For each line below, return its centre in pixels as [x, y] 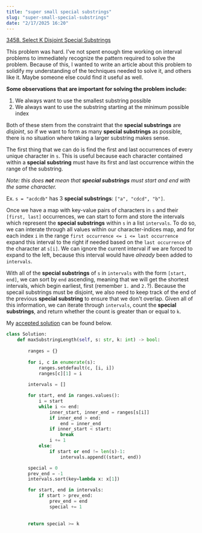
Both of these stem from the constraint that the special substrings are [94, 125]
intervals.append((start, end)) [101, 457]
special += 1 [66, 507]
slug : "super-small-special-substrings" [58, 17]
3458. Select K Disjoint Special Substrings [58, 40]
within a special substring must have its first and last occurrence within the [100, 163]
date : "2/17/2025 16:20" [37, 23]
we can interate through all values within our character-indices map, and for [100, 229]
